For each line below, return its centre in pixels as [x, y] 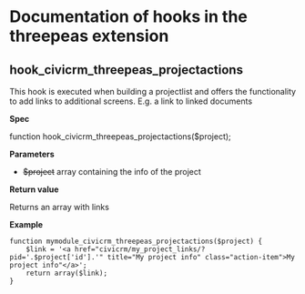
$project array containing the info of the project [112, 172]
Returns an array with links [59, 207]
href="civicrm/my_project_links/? [140, 249]
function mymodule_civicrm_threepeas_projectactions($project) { [136, 241]
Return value [34, 189]
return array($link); [66, 273]
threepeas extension [89, 36]
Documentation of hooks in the [129, 17]
